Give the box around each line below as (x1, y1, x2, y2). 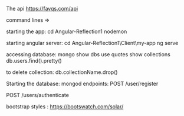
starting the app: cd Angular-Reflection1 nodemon (6, 28, 127, 35)
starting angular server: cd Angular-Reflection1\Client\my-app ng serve (6, 40, 179, 46)
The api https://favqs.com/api (6, 5, 78, 12)
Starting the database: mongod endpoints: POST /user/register (6, 80, 159, 87)
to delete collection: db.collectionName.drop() (6, 69, 118, 76)
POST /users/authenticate (6, 92, 70, 98)
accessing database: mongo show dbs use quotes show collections (6, 51, 171, 58)
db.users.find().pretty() (6, 57, 62, 64)
